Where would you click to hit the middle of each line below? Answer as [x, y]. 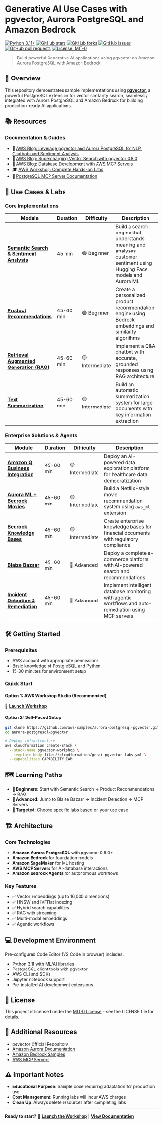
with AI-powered [123, 565]
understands [130, 239]
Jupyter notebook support [38, 979]
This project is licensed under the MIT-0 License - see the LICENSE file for [80, 1011]
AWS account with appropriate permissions [55, 661]
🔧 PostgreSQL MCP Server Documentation [55, 176]
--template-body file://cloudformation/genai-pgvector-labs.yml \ [78, 755]
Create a [125, 290]
